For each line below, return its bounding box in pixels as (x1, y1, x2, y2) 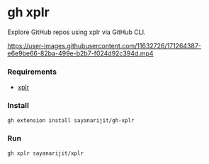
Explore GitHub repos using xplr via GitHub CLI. (7, 28, 146, 36)
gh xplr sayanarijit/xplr (7, 150, 84, 157)
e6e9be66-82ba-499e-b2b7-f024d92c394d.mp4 (7, 49, 154, 58)
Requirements (7, 67, 57, 77)
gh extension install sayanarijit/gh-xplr (7, 116, 135, 124)
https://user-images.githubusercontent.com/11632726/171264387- (7, 41, 202, 50)
